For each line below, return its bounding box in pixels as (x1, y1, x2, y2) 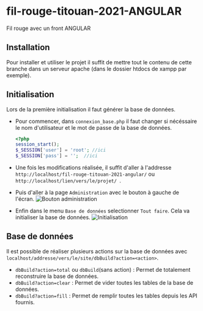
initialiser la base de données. (15, 214, 90, 221)
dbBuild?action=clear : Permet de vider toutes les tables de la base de (15, 279, 194, 286)
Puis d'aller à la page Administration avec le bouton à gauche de (15, 189, 179, 197)
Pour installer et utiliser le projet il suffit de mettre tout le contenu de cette (6, 58, 192, 66)
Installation (6, 42, 50, 53)
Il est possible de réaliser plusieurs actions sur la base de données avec (6, 247, 188, 255)
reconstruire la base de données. (15, 272, 99, 280)
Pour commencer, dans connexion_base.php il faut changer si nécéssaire (15, 118, 197, 125)
